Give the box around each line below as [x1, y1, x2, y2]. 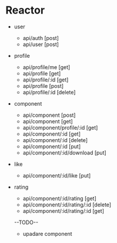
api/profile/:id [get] [22, 76, 69, 83]
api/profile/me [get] [22, 63, 71, 71]
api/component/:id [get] [22, 130, 81, 137]
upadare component [22, 230, 72, 237]
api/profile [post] [22, 82, 64, 89]
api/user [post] [22, 41, 59, 48]
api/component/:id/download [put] [22, 149, 106, 156]
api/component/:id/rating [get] [22, 195, 96, 202]
